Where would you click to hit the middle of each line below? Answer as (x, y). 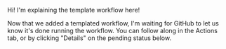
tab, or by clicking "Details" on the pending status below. (89, 38)
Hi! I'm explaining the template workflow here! (74, 10)
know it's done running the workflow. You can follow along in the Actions (112, 31)
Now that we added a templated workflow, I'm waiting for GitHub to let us (113, 23)
